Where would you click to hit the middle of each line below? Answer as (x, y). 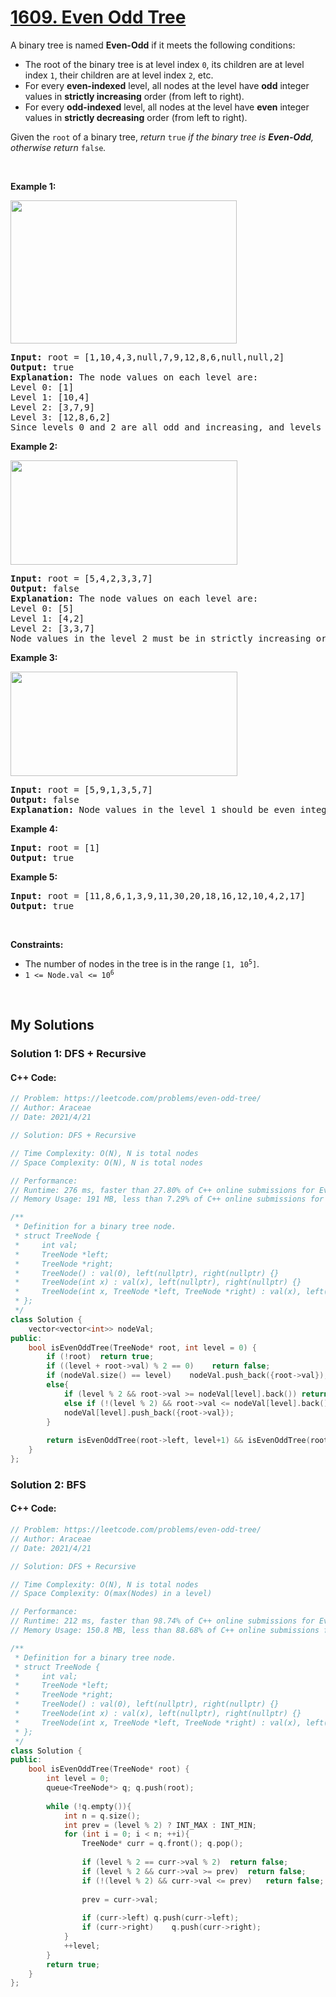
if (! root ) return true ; (100, 1357)
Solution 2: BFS (48, 1484)
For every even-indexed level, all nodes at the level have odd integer (167, 85)
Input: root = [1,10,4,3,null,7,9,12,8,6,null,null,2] (147, 357)
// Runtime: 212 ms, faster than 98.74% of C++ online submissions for (162, 1621)
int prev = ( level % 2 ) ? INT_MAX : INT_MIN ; (160, 1825)
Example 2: (34, 446)
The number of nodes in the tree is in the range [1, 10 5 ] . (142, 963)
